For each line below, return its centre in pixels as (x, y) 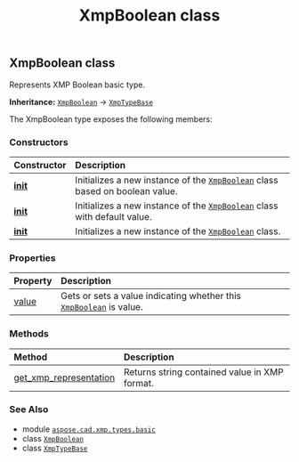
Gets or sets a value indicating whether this (151, 296)
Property (33, 281)
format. (138, 383)
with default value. (114, 216)
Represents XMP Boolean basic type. (77, 85)
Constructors (39, 142)
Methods (29, 334)
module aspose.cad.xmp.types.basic (89, 429)
